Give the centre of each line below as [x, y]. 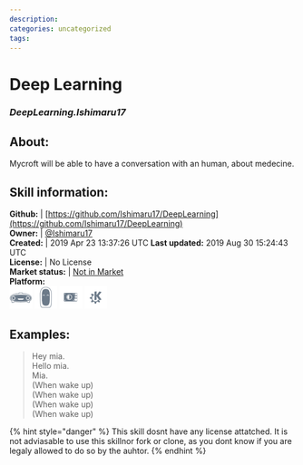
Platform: [27, 282]
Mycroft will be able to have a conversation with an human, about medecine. [152, 164]
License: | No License [51, 262]
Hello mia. [50, 365]
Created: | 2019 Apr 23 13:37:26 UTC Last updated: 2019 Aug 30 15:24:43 [149, 243]
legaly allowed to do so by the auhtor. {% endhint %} [108, 450]
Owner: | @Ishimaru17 [51, 233]
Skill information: [59, 192]
